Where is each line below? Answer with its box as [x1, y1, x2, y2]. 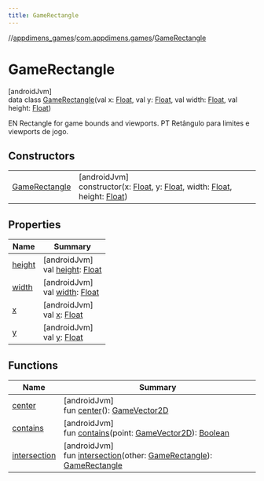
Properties [8, 217, 61, 231]
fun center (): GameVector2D [63, 405, 169, 416]
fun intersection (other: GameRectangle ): [63, 450, 213, 461]
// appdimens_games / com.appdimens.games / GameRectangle [8, 33, 207, 42]
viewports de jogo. [8, 126, 69, 136]
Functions [8, 359, 59, 372]
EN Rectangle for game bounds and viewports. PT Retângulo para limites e [8, 118, 250, 128]
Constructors [8, 149, 75, 162]
